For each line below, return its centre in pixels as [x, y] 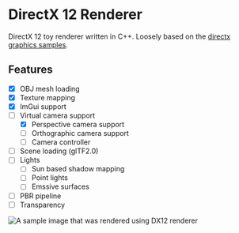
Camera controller [61, 142]
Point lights [50, 178]
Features [30, 70]
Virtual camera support [57, 115]
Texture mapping [47, 97]
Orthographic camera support [80, 133]
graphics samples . [38, 44]
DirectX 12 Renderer [75, 15]
